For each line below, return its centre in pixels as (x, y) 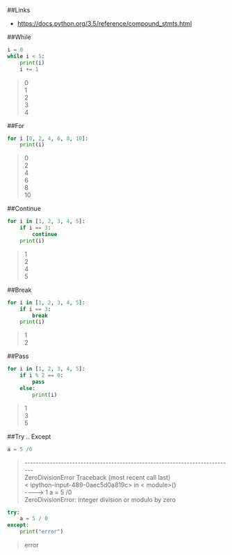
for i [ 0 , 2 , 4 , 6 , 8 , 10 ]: (48, 139)
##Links (19, 10)
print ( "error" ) (42, 532)
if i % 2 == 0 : (42, 375)
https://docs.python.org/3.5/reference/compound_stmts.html (105, 23)
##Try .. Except (29, 436)
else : (28, 388)
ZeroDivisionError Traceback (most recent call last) (97, 477)
